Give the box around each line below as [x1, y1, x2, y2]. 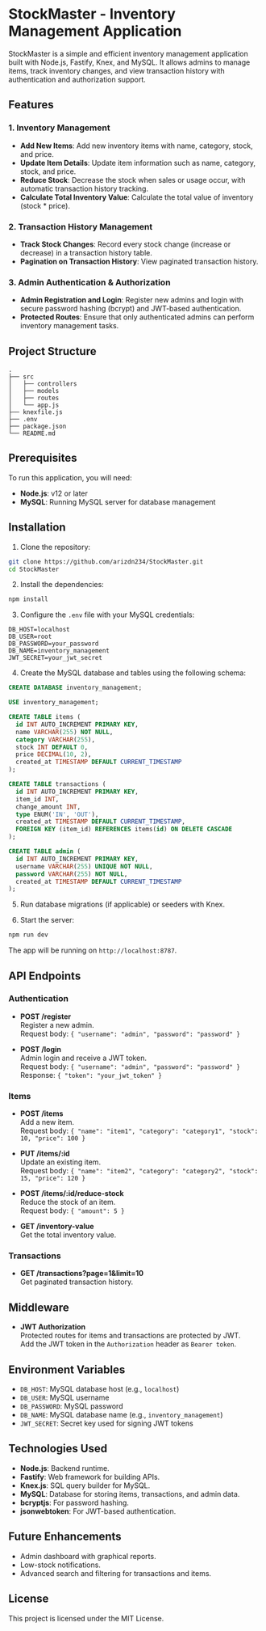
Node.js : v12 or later [19, 488, 89, 498]
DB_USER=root [8, 632, 52, 641]
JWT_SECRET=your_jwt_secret [8, 654, 103, 662]
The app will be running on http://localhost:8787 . [8, 945, 177, 955]
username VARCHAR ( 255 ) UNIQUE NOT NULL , [15, 862, 153, 870]
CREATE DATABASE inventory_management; [8, 684, 143, 692]
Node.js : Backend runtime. [19, 1463, 110, 1473]
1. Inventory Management [8, 122, 110, 133]
